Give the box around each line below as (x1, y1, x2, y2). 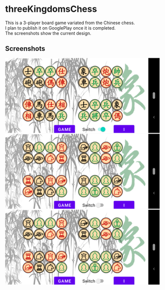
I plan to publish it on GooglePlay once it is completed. (5, 25, 116, 31)
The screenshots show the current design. (5, 30, 91, 36)
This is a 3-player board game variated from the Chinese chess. (5, 20, 135, 26)
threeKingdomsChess (5, 3, 97, 15)
